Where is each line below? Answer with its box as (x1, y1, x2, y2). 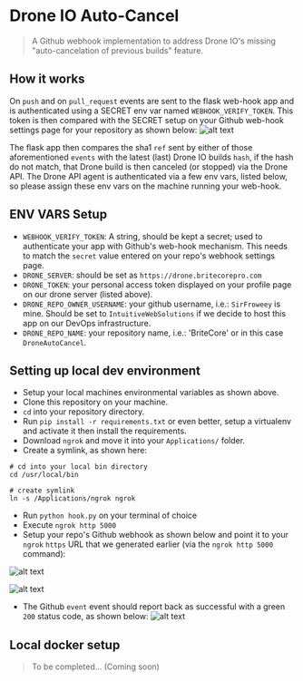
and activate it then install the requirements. (22, 425, 188, 436)
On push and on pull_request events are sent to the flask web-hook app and (9, 95, 295, 106)
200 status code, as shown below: (22, 611, 149, 622)
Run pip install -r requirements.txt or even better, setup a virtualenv (22, 416, 292, 427)
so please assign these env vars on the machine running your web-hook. (9, 180, 282, 191)
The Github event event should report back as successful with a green (22, 601, 286, 612)
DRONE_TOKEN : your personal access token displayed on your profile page (22, 278, 292, 290)
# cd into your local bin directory (9, 462, 148, 472)
